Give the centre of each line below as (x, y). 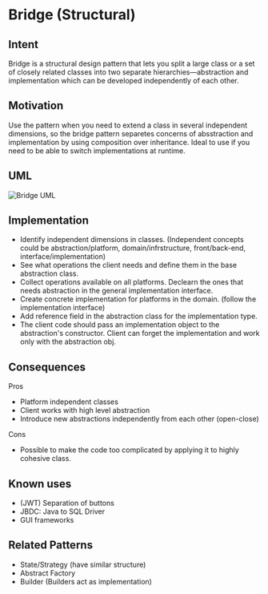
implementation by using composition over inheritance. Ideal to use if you (129, 142)
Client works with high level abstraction (85, 410)
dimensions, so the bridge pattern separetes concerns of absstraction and (131, 133)
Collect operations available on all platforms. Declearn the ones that (132, 282)
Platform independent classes (69, 402)
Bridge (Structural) (72, 15)
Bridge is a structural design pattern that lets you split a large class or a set (132, 63)
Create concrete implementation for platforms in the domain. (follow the (138, 299)
